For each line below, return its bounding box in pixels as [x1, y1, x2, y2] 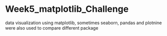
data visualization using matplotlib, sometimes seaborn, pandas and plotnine [5, 20, 162, 26]
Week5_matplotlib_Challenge [5, 3, 129, 15]
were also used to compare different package [5, 25, 98, 31]
